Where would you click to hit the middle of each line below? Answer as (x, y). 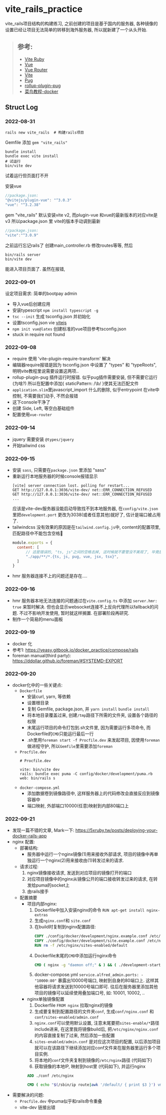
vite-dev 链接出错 (38, 1107)
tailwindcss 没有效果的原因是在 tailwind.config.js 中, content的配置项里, (86, 527)
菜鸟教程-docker (41, 91)
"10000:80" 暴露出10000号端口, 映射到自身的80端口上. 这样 (94, 980)
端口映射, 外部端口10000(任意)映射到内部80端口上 (78, 806)
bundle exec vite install (32, 156)
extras (41, 915)
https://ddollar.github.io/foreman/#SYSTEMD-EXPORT (67, 661)
